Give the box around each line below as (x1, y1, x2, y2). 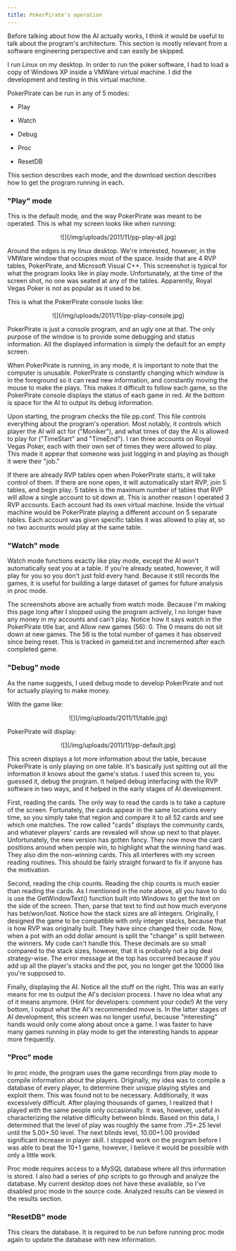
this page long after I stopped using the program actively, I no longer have (7, 608, 222, 616)
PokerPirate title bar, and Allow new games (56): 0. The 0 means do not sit (7, 623, 223, 631)
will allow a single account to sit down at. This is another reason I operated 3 (7, 493, 230, 502)
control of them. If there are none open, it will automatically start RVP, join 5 (7, 478, 227, 486)
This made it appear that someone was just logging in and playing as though (7, 449, 229, 458)
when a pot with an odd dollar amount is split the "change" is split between (7, 931, 225, 940)
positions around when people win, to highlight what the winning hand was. (7, 842, 227, 852)
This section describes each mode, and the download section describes (7, 170, 217, 179)
